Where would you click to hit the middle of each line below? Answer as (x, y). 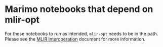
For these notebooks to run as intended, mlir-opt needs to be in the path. (81, 33)
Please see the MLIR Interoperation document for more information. (75, 39)
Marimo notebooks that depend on (79, 9)
